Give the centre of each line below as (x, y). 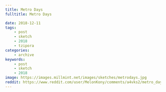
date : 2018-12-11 (23, 23)
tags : (11, 27)
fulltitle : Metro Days (28, 14)
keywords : (15, 59)
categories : (17, 50)
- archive (24, 55)
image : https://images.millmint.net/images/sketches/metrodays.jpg (76, 78)
